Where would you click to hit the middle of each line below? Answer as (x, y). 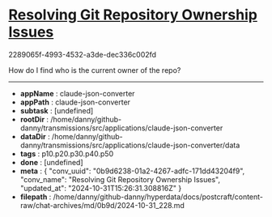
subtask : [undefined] (57, 110)
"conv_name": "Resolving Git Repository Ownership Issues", (120, 179)
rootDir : (34, 119)
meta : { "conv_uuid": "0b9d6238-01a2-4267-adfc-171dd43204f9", (132, 171)
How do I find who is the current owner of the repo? (95, 70)
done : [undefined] (51, 162)
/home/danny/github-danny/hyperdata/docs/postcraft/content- (158, 197)
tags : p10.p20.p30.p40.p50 (67, 153)
